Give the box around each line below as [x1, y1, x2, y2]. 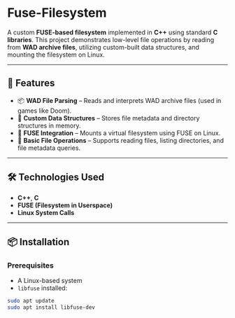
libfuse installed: [17, 284, 68, 292]
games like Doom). [17, 106, 72, 115]
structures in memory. [17, 121, 82, 130]
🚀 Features [7, 77, 55, 89]
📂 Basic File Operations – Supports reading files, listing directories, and [17, 136, 224, 144]
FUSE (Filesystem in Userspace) [17, 201, 113, 209]
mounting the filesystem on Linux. [7, 50, 105, 59]
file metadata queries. [17, 144, 81, 152]
